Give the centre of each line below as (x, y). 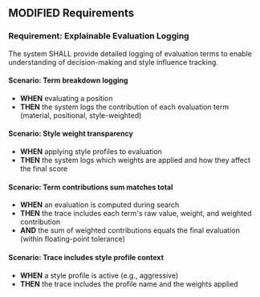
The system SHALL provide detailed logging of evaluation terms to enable (130, 53)
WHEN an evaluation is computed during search (100, 205)
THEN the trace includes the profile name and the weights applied (129, 283)
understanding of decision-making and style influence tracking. (114, 62)
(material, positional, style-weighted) (81, 115)
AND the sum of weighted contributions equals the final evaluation (130, 230)
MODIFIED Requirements (71, 13)
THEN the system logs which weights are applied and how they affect (135, 161)
